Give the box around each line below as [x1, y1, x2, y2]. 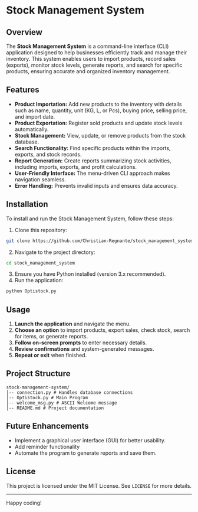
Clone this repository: [14, 226, 67, 233]
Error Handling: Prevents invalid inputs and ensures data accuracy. [14, 182, 178, 189]
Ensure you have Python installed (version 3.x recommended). [14, 270, 166, 278]
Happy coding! [6, 499, 42, 506]
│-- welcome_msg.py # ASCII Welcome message [6, 400, 117, 406]
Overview [6, 27, 43, 37]
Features [6, 85, 39, 95]
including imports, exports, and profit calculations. [14, 163, 137, 170]
